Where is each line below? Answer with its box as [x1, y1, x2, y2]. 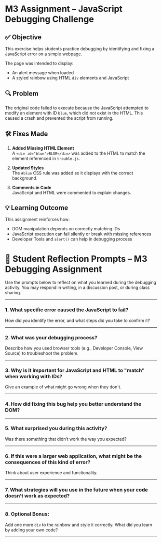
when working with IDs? [5, 373, 63, 380]
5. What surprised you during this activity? [5, 425, 108, 432]
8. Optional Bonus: [5, 510, 50, 517]
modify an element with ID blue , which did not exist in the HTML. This [5, 110, 143, 116]
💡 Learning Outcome [5, 204, 68, 212]
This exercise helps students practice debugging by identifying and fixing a [5, 46, 155, 51]
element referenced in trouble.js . [12, 155, 81, 161]
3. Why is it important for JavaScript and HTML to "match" [5, 367, 145, 374]
